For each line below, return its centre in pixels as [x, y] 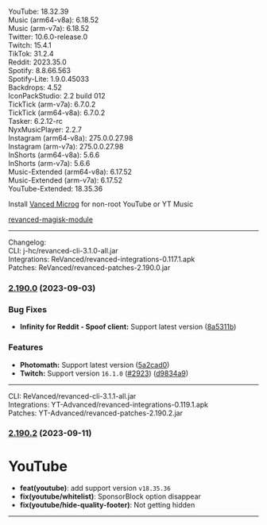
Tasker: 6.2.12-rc [36, 121]
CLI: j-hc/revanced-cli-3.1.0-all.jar [64, 251]
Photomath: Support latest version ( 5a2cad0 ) [95, 365]
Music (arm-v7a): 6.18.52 [49, 28]
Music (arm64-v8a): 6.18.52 [54, 20]
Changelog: [27, 242]
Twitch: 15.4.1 [30, 45]
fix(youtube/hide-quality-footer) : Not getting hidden [107, 505]
